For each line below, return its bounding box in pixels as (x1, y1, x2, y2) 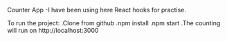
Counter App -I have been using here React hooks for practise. (7, 6, 187, 14)
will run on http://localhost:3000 (7, 27, 99, 34)
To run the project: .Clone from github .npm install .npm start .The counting (7, 19, 221, 27)
